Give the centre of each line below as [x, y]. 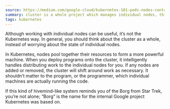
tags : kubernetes [24, 19]
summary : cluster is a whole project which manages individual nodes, [81, 15]
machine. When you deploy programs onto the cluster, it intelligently [76, 60]
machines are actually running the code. [47, 81]
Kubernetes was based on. [33, 102]
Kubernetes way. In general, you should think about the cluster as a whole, [83, 39]
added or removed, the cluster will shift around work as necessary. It [77, 70]
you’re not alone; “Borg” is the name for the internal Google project [75, 96]
